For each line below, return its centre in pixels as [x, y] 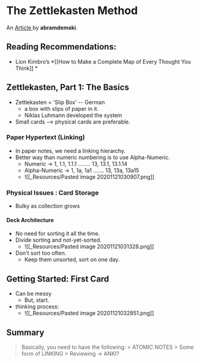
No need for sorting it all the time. [57, 234]
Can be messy [33, 294]
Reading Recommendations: [61, 47]
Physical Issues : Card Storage [53, 192]
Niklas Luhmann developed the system [73, 115]
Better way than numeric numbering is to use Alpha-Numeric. [92, 157]
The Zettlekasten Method [72, 11]
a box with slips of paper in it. [61, 108]
